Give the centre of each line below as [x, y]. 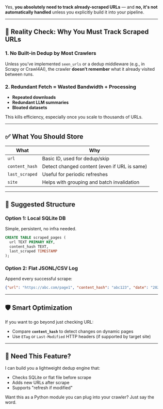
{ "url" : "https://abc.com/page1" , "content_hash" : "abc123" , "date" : [77, 288]
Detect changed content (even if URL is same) [95, 166]
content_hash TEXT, [29, 247]
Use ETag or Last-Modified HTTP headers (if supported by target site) [81, 336]
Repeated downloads [34, 97]
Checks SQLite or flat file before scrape [51, 377]
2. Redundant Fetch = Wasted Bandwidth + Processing [71, 87]
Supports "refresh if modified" [42, 388]
